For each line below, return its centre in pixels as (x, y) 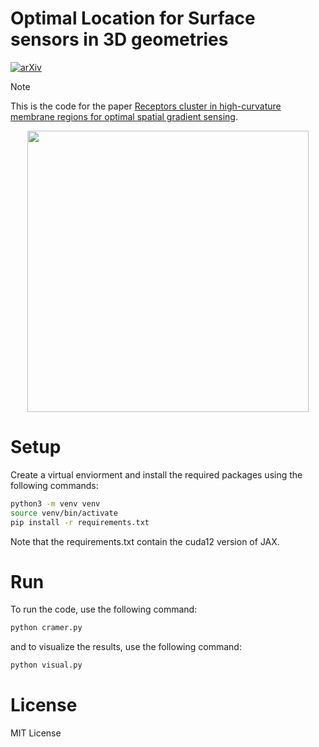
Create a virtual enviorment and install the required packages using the (156, 474)
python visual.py (46, 665)
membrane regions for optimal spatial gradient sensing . (124, 116)
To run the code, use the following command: (104, 609)
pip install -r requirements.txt (80, 522)
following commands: (54, 485)
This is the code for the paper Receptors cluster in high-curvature (146, 106)
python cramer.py (46, 628)
